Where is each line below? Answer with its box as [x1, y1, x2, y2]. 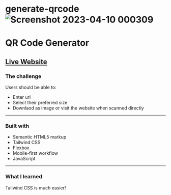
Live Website [5, 57, 47, 66]
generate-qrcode [5, 3, 79, 15]
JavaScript [12, 156, 36, 162]
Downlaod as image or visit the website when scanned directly [12, 105, 144, 111]
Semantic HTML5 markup [12, 134, 67, 140]
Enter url [12, 94, 31, 100]
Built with [5, 122, 30, 129]
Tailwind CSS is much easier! [5, 184, 66, 191]
